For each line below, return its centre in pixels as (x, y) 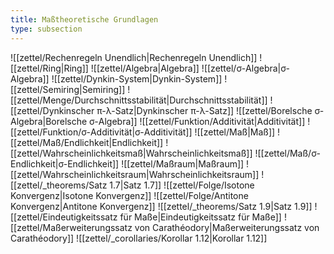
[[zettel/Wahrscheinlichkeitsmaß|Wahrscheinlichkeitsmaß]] (131, 153)
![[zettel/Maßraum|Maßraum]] (183, 163)
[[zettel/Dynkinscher (52, 110)
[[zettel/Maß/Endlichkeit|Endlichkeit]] (87, 142)
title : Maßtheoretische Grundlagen (84, 19)
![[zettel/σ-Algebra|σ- (245, 68)
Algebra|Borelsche (49, 121)
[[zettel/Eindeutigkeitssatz (64, 217)
